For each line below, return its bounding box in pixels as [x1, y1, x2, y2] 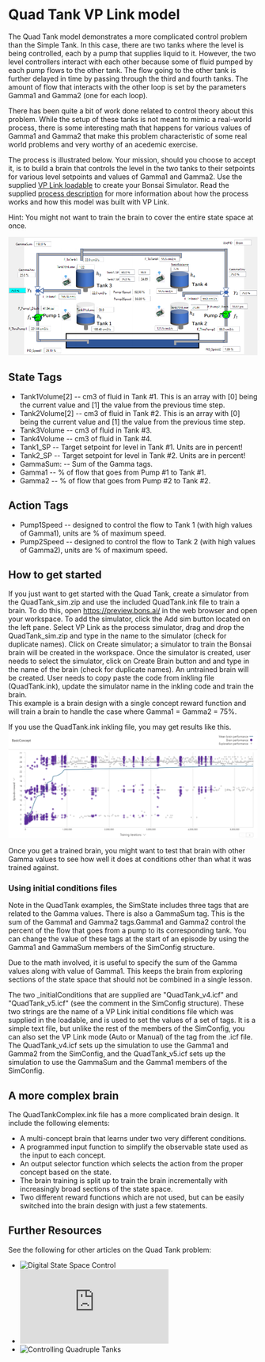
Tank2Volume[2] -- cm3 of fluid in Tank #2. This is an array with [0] [19, 408, 240, 418]
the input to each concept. [19, 1150, 106, 1160]
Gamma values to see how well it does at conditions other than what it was [8, 854, 252, 864]
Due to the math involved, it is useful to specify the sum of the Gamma [8, 958, 237, 967]
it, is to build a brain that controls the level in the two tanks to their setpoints [8, 163, 256, 173]
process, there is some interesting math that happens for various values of [8, 123, 251, 132]
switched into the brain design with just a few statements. [19, 1201, 208, 1211]
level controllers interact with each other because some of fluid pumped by [8, 57, 253, 67]
